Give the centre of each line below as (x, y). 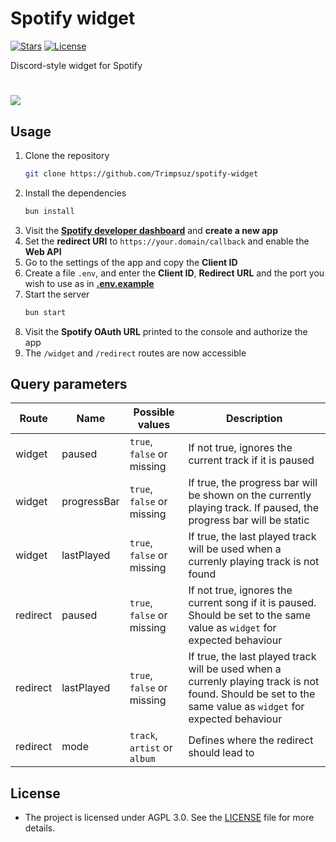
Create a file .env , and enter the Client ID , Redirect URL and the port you (174, 273)
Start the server (57, 294)
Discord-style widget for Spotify (76, 65)
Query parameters (69, 383)
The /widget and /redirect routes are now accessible (135, 353)
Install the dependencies (75, 193)
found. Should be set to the (252, 694)
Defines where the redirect (251, 740)
